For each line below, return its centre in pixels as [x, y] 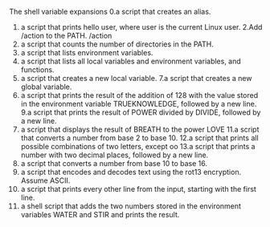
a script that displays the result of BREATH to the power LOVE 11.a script [140, 129]
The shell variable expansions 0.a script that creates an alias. [110, 12]
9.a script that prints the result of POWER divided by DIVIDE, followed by [141, 112]
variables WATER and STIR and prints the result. [100, 215]
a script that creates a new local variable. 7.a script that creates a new [136, 78]
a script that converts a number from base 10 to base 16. [114, 163]
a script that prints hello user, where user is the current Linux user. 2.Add [141, 27]
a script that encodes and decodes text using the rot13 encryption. [131, 172]
